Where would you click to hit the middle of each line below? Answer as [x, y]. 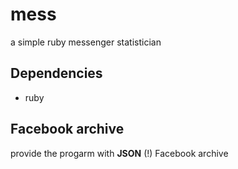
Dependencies [56, 73]
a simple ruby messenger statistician [86, 42]
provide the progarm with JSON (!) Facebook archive [119, 153]
